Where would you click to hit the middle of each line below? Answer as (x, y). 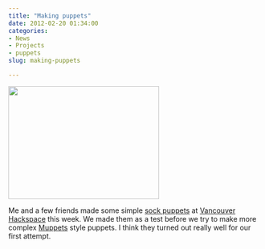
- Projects (26, 46)
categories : (28, 31)
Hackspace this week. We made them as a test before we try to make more (132, 218)
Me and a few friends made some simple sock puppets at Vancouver (122, 210)
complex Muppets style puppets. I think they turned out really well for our (130, 227)
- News (19, 38)
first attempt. (30, 236)
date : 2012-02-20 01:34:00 (53, 23)
